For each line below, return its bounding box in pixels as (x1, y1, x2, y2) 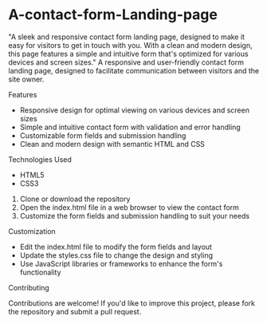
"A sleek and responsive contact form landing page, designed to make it (8, 32, 245, 41)
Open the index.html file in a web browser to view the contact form (19, 202, 239, 212)
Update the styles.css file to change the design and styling (19, 250, 214, 260)
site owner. (8, 74, 45, 84)
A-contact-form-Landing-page (8, 6, 218, 24)
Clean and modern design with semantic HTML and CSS (19, 139, 206, 148)
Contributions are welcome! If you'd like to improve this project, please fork (8, 298, 256, 308)
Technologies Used (8, 154, 72, 164)
